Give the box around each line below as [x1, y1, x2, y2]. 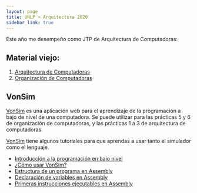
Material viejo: [6, 52, 60, 62]
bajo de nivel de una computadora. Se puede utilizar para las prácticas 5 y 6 [6, 114, 191, 121]
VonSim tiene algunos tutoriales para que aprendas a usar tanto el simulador [6, 138, 191, 144]
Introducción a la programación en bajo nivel [14, 155, 123, 162]
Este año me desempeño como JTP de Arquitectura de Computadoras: [6, 36, 178, 43]
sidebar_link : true [6, 19, 54, 25]
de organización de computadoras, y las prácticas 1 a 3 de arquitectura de [6, 120, 186, 127]
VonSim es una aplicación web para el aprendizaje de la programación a [6, 107, 181, 114]
